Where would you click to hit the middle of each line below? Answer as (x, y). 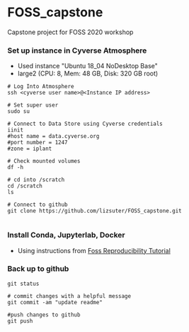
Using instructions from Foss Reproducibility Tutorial (94, 250)
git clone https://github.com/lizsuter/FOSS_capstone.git (94, 211)
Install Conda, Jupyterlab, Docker (66, 235)
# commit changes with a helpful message (69, 296)
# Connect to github (38, 205)
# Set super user (33, 105)
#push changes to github (44, 315)
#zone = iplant (30, 149)
